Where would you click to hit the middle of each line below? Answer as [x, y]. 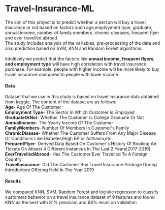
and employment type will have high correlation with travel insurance [76, 64]
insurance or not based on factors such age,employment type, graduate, [79, 27]
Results [13, 181]
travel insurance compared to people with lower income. [62, 74]
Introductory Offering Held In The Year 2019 [50, 170]
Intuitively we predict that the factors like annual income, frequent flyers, [80, 59]
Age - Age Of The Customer [33, 107]
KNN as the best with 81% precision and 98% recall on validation [71, 203]
